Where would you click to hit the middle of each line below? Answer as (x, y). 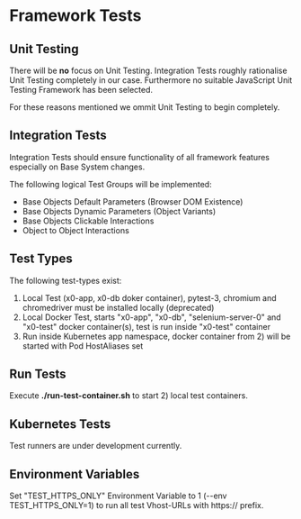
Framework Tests (75, 16)
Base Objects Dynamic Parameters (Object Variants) (119, 211)
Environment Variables (75, 474)
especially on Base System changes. (77, 167)
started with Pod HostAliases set (83, 346)
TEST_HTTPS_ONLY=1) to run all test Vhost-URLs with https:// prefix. (137, 505)
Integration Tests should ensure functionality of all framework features (140, 157)
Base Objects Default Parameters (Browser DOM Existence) (133, 201)
